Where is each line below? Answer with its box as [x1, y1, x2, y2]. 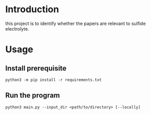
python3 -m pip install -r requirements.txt [5, 77, 102, 82]
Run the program [5, 91, 60, 100]
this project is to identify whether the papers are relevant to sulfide [5, 20, 146, 26]
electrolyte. [5, 25, 29, 32]
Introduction [5, 4, 59, 15]
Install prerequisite [5, 64, 67, 72]
